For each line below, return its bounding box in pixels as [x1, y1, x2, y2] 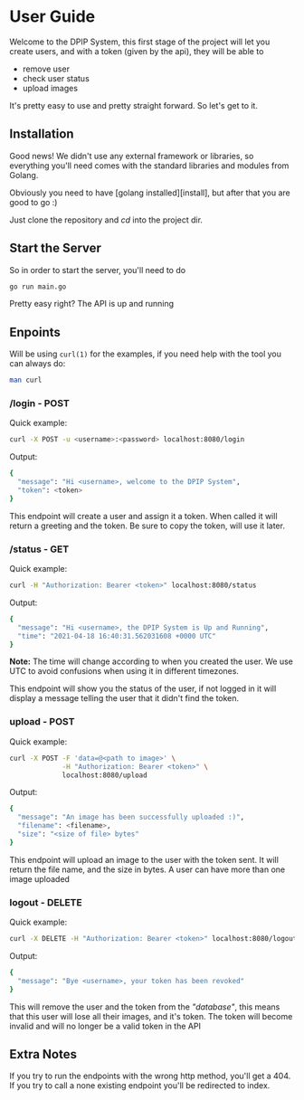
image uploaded [9, 873, 71, 884]
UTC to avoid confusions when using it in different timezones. [9, 666, 240, 677]
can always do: [9, 358, 66, 369]
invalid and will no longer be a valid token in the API [9, 1020, 202, 1031]
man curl [9, 375, 43, 385]
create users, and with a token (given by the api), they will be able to [9, 45, 264, 56]
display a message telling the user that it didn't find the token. [9, 693, 240, 704]
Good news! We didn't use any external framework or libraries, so [9, 150, 254, 161]
